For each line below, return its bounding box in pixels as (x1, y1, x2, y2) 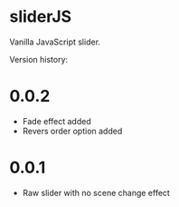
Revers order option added (22, 125, 123, 136)
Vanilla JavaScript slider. (9, 36, 101, 47)
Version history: (9, 54, 69, 64)
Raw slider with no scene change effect (22, 187, 170, 198)
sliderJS (9, 6, 72, 27)
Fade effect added (22, 115, 92, 126)
